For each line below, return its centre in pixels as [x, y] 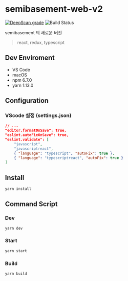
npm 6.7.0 [22, 80]
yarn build [16, 274]
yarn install [18, 189]
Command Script [31, 204]
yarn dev [14, 228]
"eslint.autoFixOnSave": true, [37, 135]
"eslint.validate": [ [27, 140]
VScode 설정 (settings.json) [38, 116]
